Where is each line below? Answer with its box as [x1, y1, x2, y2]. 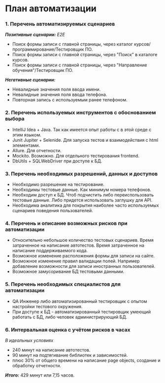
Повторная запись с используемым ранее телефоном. [12, 97, 128, 103]
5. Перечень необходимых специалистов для [5, 281, 121, 288]
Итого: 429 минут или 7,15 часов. [5, 372, 75, 378]
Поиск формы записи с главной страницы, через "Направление [12, 62, 147, 68]
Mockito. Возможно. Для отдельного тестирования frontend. [12, 153, 139, 159]
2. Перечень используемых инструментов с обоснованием [5, 109, 156, 116]
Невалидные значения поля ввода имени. [12, 87, 101, 93]
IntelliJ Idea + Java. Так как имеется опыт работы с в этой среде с [12, 127, 152, 132]
